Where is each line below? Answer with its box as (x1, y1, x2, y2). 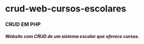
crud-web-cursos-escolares (5, 3, 126, 14)
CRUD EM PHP (5, 21, 41, 28)
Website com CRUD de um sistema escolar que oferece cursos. (5, 33, 140, 39)
